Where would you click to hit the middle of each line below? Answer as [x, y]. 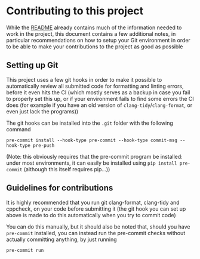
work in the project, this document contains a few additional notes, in [91, 33]
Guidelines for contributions [60, 188]
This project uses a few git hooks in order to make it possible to [84, 79]
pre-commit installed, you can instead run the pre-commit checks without [96, 233]
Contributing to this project [75, 11]
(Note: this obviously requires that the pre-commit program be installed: [95, 156]
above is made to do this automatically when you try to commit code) [91, 215]
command [19, 129]
